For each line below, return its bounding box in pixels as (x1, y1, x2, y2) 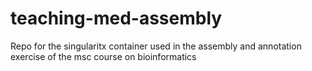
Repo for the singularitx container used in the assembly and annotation (10, 40, 302, 52)
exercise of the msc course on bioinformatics (10, 50, 197, 62)
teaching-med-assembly (10, 7, 223, 30)
